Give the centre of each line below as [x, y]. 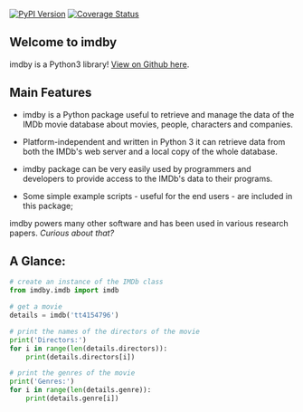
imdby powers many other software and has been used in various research [149, 223]
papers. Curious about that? [62, 233]
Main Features [51, 93]
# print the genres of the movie [72, 373]
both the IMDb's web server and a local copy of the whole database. [150, 151]
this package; [48, 206]
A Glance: [38, 261]
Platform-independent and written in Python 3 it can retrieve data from [154, 141]
